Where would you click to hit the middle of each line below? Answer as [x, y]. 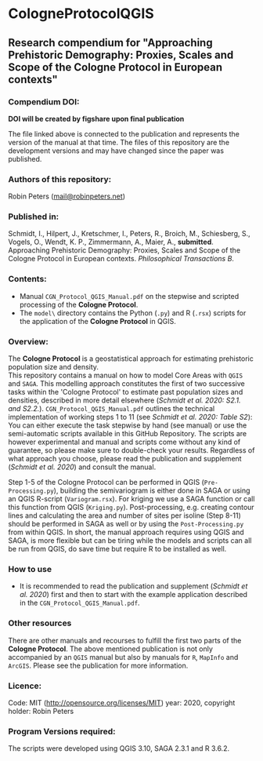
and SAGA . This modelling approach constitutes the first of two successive [126, 384]
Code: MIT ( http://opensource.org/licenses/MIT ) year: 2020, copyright [122, 702]
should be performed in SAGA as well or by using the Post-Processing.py [126, 524]
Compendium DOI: [44, 101]
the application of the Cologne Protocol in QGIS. [97, 321]
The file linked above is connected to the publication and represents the [124, 133]
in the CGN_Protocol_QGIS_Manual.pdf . [79, 603]
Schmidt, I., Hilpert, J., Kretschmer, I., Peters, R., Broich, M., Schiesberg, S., [129, 234]
